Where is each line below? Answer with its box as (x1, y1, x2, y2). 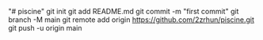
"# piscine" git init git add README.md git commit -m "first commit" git (8, 7, 239, 16)
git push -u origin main (8, 24, 82, 32)
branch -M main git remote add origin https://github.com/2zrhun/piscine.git (8, 15, 255, 24)
